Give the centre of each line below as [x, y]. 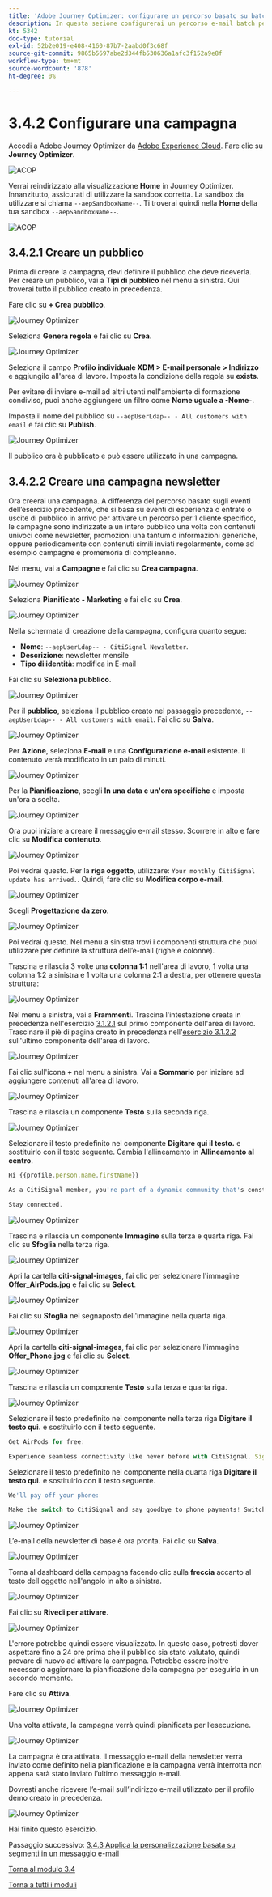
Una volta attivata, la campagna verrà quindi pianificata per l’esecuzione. [130, 1725]
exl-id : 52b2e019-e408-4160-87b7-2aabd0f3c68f [88, 46]
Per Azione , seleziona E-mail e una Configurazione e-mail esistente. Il [127, 751]
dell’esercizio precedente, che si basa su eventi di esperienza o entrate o [130, 510]
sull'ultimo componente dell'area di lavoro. [79, 1041]
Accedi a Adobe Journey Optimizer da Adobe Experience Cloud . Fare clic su [136, 146]
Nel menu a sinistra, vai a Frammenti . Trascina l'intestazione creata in [125, 1015]
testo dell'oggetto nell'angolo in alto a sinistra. [85, 1581]
